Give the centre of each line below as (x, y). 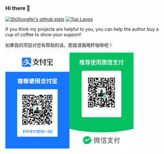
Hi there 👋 (18, 8)
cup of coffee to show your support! (44, 35)
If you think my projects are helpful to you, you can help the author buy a (82, 29)
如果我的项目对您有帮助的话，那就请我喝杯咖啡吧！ (59, 45)
